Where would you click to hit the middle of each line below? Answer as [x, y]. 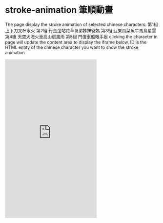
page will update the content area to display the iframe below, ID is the [76, 42]
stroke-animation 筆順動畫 [59, 10]
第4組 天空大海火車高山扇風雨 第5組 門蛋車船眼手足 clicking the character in [81, 37]
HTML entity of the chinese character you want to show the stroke [72, 47]
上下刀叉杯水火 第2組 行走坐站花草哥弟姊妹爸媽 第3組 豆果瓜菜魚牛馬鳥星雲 [81, 30]
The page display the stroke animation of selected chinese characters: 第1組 [82, 24]
